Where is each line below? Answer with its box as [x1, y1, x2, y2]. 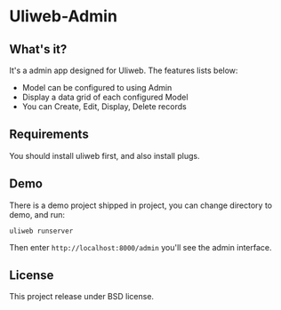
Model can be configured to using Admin [21, 83, 173, 92]
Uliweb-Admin [9, 6, 118, 27]
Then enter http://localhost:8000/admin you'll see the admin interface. [9, 242, 273, 252]
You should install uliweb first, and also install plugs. [9, 150, 200, 161]
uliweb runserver [9, 227, 74, 235]
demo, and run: [9, 209, 65, 219]
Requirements [9, 127, 89, 142]
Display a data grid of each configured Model [21, 91, 189, 102]
